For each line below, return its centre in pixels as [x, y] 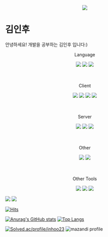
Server [85, 116]
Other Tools [85, 179]
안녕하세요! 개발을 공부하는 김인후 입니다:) [46, 44]
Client [85, 86]
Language [85, 54]
